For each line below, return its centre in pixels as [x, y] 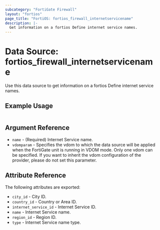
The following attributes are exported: [43, 187]
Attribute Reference [36, 175]
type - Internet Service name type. [46, 222]
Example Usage [29, 106]
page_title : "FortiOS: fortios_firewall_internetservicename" [69, 18]
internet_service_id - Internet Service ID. [54, 207]
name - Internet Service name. [41, 212]
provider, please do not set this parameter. [54, 160]
